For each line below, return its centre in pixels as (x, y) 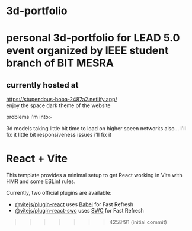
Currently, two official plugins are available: (59, 193)
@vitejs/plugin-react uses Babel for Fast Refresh (74, 204)
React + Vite (37, 159)
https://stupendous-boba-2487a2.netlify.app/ (62, 100)
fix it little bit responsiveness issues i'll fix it (59, 135)
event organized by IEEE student (87, 51)
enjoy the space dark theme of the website (58, 105)
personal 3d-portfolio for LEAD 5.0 (93, 38)
